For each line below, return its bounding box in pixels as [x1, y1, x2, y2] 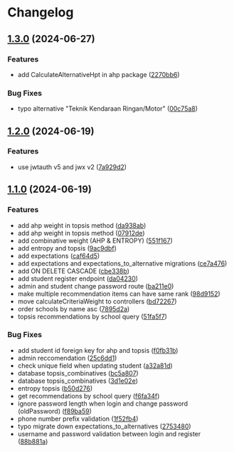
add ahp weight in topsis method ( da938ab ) [17, 221, 147, 229]
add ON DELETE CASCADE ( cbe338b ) [17, 266, 130, 275]
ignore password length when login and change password [17, 399, 188, 408]
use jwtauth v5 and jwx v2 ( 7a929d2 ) [17, 162, 127, 171]
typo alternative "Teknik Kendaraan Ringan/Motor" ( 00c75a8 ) [17, 104, 198, 113]
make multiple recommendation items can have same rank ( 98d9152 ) [17, 289, 220, 298]
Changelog [7, 4, 74, 21]
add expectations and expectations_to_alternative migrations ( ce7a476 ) [17, 258, 228, 268]
